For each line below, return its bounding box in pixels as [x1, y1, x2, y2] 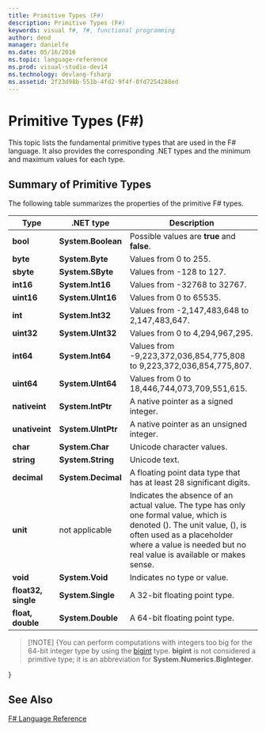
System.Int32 [59, 310, 111, 321]
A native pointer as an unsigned [129, 419, 248, 430]
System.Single [59, 590, 115, 601]
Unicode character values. [129, 441, 228, 453]
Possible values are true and [129, 231, 236, 242]
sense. [129, 559, 154, 570]
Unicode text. [129, 454, 180, 465]
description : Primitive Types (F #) [8, 19, 126, 27]
